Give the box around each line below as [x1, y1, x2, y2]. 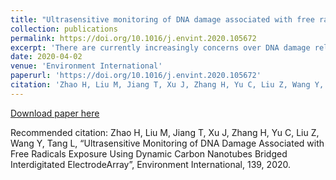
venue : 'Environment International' [10, 61, 163, 71]
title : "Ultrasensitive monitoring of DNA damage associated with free [10, 14, 315, 25]
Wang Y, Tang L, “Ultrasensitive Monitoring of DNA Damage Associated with [10, 137, 325, 149]
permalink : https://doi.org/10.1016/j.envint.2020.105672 [10, 33, 257, 43]
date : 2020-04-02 [10, 52, 83, 62]
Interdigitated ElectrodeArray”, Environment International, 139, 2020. [10, 158, 292, 170]
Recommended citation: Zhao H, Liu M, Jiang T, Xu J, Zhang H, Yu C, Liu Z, [10, 126, 320, 138]
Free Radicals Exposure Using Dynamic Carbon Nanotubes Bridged [10, 147, 288, 160]
